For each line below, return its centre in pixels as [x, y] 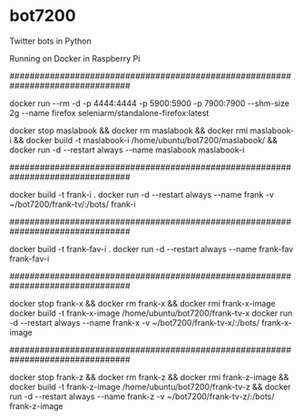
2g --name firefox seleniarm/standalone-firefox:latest [109, 112]
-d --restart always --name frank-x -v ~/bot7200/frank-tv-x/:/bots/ [135, 322]
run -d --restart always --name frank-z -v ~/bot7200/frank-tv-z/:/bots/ [142, 396]
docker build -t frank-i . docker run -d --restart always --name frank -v [142, 194]
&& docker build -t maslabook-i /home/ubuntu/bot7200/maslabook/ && [146, 140]
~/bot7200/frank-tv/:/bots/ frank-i [73, 204]
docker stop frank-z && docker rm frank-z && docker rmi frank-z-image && [149, 376]
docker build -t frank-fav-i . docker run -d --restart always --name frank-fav [151, 249]
